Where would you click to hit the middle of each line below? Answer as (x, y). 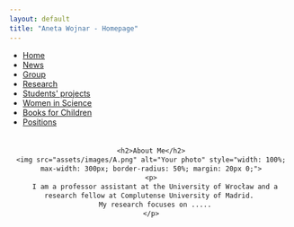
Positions (39, 122)
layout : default (40, 19)
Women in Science (57, 102)
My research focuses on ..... (155, 205)
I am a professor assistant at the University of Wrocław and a (155, 187)
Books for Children (57, 112)
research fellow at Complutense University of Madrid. (149, 196)
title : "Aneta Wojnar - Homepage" (74, 28)
